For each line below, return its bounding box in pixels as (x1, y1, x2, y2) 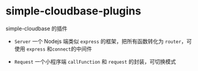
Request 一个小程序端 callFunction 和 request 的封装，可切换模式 (14, 58, 176, 65)
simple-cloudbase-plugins (5, 4, 142, 18)
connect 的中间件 (52, 45, 92, 52)
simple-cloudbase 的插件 (5, 25, 68, 32)
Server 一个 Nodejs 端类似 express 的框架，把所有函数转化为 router (14, 37, 181, 45)
